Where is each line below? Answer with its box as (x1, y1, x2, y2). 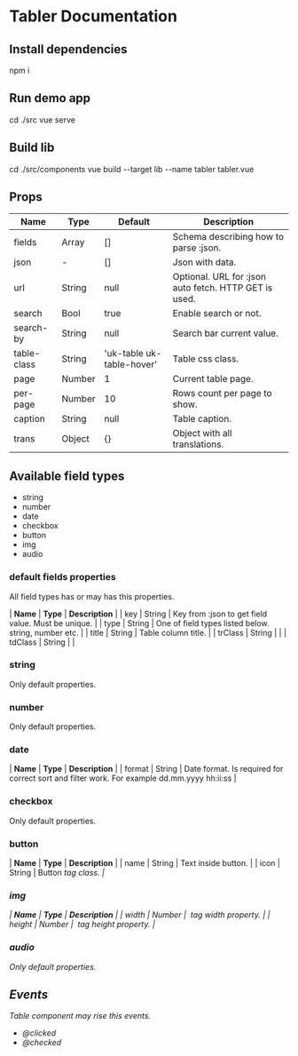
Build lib (9, 140, 55, 155)
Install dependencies (9, 42, 128, 57)
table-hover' (104, 358, 158, 370)
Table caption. (172, 413, 232, 425)
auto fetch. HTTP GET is (172, 282, 273, 294)
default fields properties (9, 571, 117, 584)
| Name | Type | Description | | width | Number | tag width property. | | (9, 909, 271, 920)
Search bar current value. (172, 327, 279, 339)
